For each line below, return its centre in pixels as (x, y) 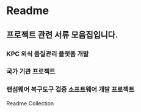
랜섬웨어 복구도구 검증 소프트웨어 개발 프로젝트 (70, 89)
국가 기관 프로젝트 (31, 72)
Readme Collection (30, 103)
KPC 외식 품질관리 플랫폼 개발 (48, 54)
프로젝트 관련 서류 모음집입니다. (62, 35)
